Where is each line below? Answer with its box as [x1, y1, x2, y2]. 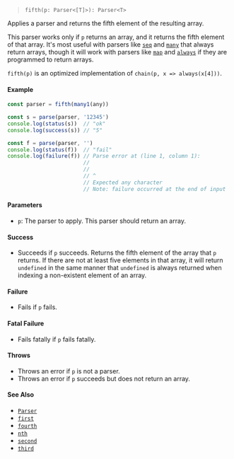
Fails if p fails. [17, 303, 58, 311]
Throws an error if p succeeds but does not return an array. [17, 374, 191, 383]
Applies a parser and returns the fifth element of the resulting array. [7, 19, 204, 28]
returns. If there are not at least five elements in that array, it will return [17, 256, 224, 265]
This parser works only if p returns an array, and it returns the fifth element [7, 33, 225, 41]
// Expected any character [83, 179, 163, 186]
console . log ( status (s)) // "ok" [7, 120, 106, 127]
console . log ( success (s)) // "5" [7, 127, 103, 134]
